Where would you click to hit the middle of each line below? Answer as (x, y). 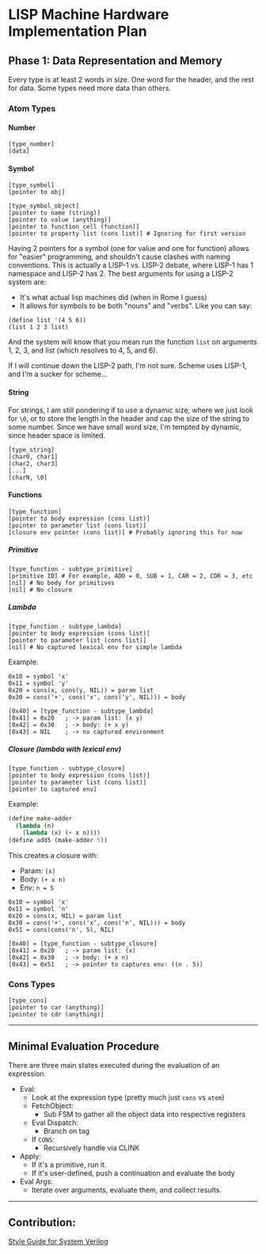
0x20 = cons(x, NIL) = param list (65, 916)
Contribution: (42, 1222)
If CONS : (43, 1140)
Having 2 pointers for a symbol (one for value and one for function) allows (129, 249)
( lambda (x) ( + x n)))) (62, 833)
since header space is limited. (57, 435)
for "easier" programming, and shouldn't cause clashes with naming (120, 257)
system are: (27, 282)
